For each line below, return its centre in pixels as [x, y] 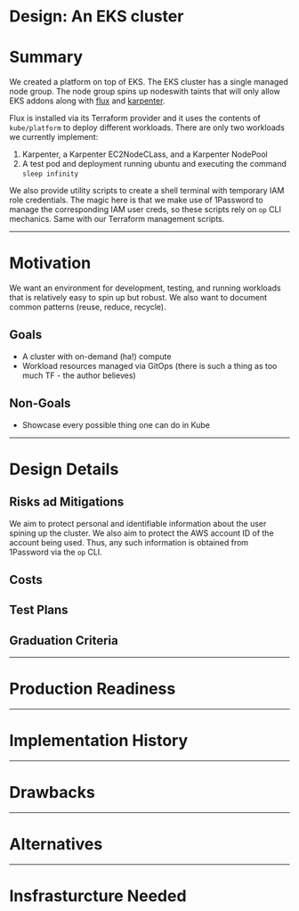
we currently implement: [54, 137]
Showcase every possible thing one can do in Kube [116, 424]
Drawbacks [52, 793]
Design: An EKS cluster [97, 16]
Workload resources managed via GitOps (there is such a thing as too [149, 365]
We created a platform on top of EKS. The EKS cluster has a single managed [149, 82]
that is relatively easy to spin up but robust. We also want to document [138, 298]
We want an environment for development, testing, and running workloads [145, 288]
